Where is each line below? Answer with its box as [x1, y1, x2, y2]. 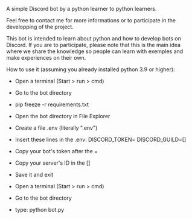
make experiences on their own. [6, 54, 86, 61]
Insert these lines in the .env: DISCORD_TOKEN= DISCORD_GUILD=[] [14, 136, 187, 143]
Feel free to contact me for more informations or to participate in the [6, 17, 176, 24]
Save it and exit [14, 171, 54, 178]
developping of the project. [6, 24, 74, 30]
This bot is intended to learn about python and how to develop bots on [6, 35, 181, 42]
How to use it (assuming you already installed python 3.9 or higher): [6, 66, 175, 73]
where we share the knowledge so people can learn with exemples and [6, 48, 184, 55]
